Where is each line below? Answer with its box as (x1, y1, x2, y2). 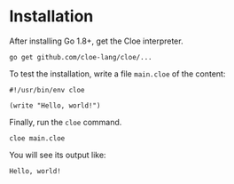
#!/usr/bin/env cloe (9, 85, 86, 94)
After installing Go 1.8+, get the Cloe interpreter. (9, 36, 183, 46)
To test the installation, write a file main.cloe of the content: (9, 68, 226, 79)
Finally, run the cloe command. (9, 116, 122, 127)
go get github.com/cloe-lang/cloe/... (9, 52, 152, 61)
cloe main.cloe (9, 133, 66, 143)
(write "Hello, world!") (9, 100, 101, 110)
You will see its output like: (9, 149, 106, 160)
